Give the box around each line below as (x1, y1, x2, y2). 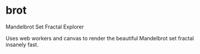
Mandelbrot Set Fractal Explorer (5, 23, 84, 30)
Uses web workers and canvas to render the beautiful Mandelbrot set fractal (5, 34, 194, 42)
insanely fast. (5, 41, 39, 48)
